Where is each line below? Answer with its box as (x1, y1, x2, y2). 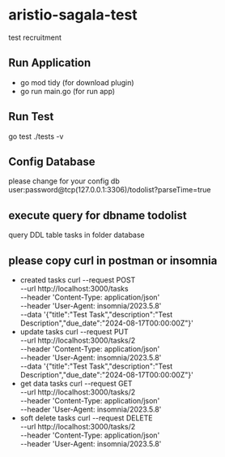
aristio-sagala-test (8, 6, 138, 24)
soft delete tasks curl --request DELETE (19, 413, 153, 423)
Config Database (8, 154, 96, 168)
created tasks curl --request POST (19, 275, 136, 285)
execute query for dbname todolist (8, 209, 188, 222)
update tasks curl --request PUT (19, 327, 129, 336)
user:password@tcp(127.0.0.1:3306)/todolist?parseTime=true (8, 185, 211, 195)
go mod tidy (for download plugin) (19, 77, 135, 87)
